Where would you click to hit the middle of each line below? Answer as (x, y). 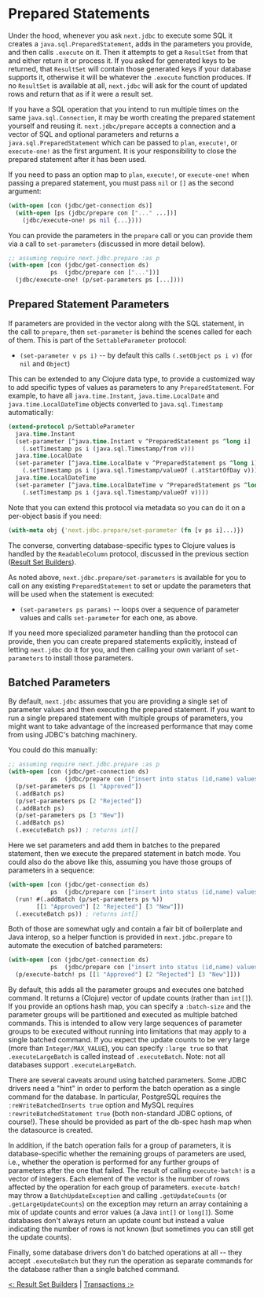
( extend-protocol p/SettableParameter (71, 426)
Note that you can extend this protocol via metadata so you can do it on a (127, 507)
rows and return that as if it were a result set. (81, 94)
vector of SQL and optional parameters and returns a (93, 134)
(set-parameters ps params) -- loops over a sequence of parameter (129, 609)
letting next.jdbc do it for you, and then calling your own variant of (116, 649)
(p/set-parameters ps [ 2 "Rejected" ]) (79, 801)
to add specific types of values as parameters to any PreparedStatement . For (131, 387)
